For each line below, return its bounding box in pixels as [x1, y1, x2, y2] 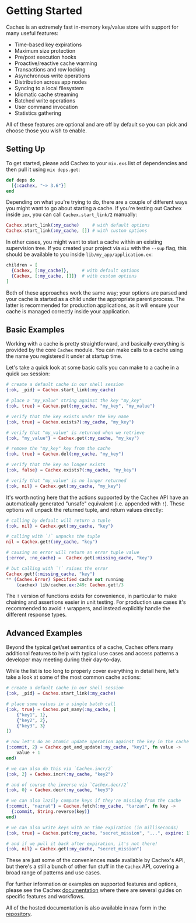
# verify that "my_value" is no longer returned [6, 477, 127, 484]
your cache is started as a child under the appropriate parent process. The [6, 295, 185, 302]
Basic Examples [6, 325, 65, 335]
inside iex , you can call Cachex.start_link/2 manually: [6, 211, 137, 218]
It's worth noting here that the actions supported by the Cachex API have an [6, 494, 188, 501]
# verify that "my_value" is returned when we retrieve [6, 429, 145, 436]
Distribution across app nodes [14, 78, 87, 86]
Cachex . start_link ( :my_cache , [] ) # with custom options [6, 228, 148, 234]
